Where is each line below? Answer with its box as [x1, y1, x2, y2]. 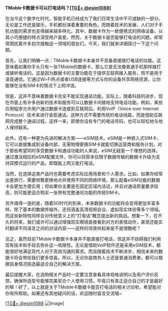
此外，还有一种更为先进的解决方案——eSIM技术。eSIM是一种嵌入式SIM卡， [5, 135, 161, 141]
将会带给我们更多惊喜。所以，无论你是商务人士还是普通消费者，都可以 [13, 255, 158, 260]
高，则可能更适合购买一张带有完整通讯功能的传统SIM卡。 [5, 190, 123, 195]
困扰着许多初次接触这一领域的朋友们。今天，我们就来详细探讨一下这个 [9, 41, 154, 47]
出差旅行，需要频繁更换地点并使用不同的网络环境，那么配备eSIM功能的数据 [5, 177, 160, 183]
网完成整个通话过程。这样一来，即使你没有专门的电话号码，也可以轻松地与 [5, 118, 158, 124]
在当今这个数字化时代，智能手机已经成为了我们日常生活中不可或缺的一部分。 [5, 16, 163, 22]
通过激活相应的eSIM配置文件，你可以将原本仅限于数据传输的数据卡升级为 [5, 154, 156, 160]
